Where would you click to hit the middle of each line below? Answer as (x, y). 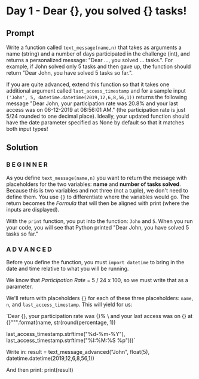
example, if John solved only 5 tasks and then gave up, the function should (99, 66)
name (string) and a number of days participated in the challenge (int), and (98, 54)
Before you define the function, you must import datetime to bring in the (95, 262)
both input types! (27, 129)
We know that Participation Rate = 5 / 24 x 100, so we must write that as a (97, 280)
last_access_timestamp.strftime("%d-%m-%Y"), (66, 334)
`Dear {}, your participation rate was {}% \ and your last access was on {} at (99, 316)
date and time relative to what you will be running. (68, 268)
